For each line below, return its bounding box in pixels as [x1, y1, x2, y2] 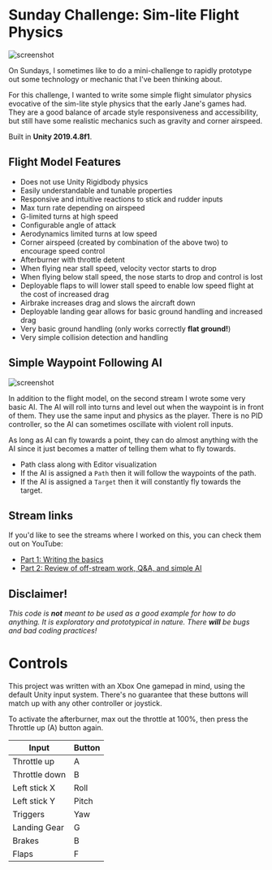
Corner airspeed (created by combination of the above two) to [19, 237, 229, 247]
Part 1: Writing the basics [19, 555, 104, 564]
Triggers [12, 809, 45, 820]
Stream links [8, 508, 73, 522]
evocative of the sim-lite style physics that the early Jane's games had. [8, 98, 247, 108]
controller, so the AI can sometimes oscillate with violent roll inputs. [8, 419, 234, 428]
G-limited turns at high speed [19, 211, 119, 221]
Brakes [12, 835, 39, 846]
